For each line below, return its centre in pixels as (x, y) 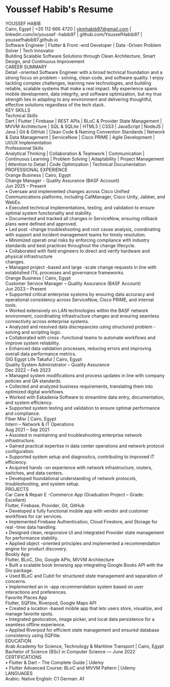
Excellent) (16, 500)
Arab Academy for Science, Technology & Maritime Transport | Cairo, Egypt (85, 646)
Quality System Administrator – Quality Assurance (58, 364)
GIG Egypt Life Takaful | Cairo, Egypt (44, 359)
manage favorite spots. (30, 614)
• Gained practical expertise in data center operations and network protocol (85, 446)
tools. (11, 305)
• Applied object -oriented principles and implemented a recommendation (83, 543)
